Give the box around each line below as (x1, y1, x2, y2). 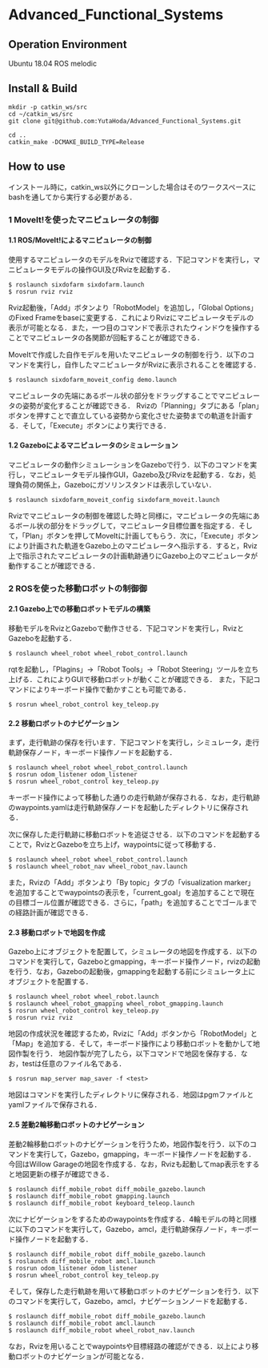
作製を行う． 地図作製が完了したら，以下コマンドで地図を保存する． (14, 1049, 242, 1058)
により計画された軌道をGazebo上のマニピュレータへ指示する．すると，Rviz (8, 540, 258, 550)
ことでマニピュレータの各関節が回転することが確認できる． (8, 332, 205, 342)
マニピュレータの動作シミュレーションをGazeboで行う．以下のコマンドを (8, 459, 250, 469)
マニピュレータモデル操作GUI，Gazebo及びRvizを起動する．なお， (29, 470, 250, 479)
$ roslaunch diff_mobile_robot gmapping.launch (8, 1192, 170, 1200)
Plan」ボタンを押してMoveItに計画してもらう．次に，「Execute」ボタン (25, 531, 258, 540)
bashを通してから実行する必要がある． (8, 192, 137, 202)
